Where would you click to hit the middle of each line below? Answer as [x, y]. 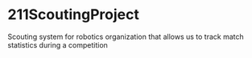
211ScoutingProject [74, 15]
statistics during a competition [58, 44]
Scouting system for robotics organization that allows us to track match [126, 37]
